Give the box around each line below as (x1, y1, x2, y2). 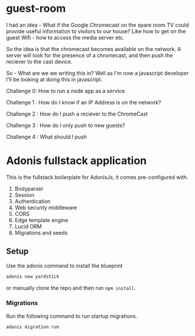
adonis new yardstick (6, 273, 60, 280)
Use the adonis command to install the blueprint (6, 262, 123, 269)
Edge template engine (14, 216, 69, 223)
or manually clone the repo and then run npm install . (6, 284, 136, 292)
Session (14, 191, 34, 199)
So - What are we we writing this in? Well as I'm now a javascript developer (6, 69, 189, 76)
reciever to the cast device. (6, 58, 73, 65)
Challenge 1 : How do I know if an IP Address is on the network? (6, 98, 161, 105)
